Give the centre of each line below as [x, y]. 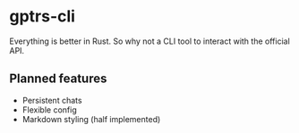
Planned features [58, 79]
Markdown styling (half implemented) [91, 119]
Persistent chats [52, 100]
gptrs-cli [43, 17]
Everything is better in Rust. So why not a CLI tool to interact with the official [150, 41]
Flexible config [50, 110]
